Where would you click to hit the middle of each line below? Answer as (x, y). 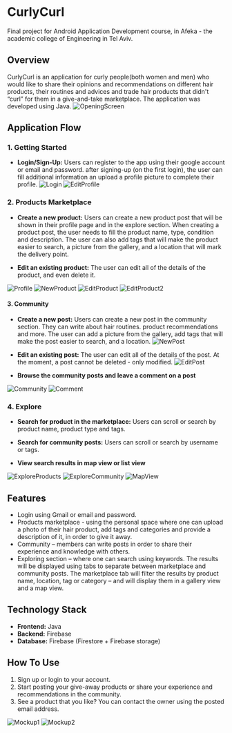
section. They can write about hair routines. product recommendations (118, 326)
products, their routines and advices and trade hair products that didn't (108, 91)
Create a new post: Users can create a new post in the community (112, 319)
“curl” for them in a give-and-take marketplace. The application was (104, 99)
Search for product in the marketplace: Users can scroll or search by (116, 422)
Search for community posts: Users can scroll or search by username (118, 442)
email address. (38, 709)
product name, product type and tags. (71, 429)
